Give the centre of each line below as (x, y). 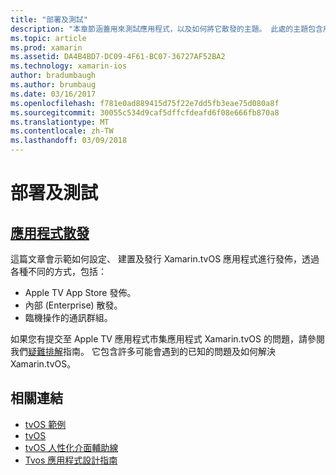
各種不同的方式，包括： (58, 271)
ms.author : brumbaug (53, 85)
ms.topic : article (48, 38)
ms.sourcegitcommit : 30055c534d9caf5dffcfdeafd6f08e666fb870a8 (145, 112)
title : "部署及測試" (49, 19)
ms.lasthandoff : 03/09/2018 (69, 141)
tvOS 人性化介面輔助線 (71, 447)
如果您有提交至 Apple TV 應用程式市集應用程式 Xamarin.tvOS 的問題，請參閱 (167, 339)
